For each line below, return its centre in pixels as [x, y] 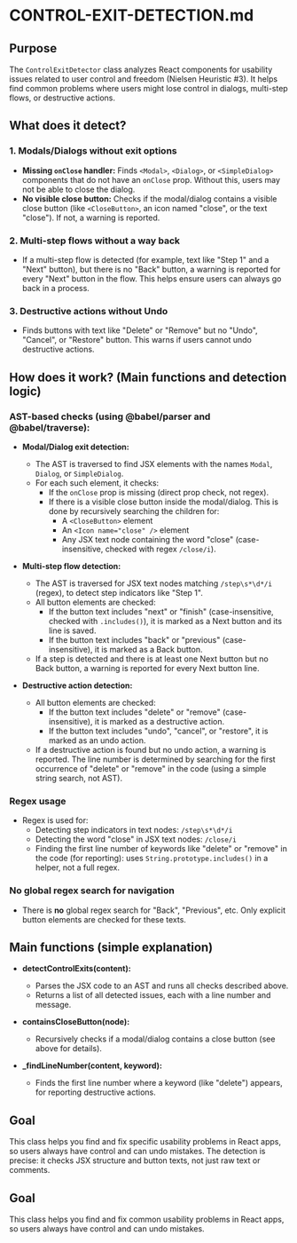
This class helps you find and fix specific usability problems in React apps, [145, 1142]
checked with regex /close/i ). [160, 549]
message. [53, 1005]
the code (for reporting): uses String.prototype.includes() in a [152, 859]
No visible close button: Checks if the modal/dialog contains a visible [149, 198]
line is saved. [72, 630]
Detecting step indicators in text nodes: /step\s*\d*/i [134, 830]
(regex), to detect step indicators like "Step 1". [119, 592]
